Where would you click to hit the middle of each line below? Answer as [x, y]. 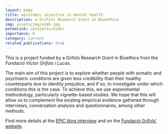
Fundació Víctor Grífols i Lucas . [38, 63]
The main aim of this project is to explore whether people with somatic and [83, 73]
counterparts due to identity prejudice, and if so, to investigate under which [84, 84]
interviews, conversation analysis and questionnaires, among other [75, 105]
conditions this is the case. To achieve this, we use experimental [73, 89]
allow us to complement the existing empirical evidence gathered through [82, 100]
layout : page [19, 10]
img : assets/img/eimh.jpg [32, 24]
